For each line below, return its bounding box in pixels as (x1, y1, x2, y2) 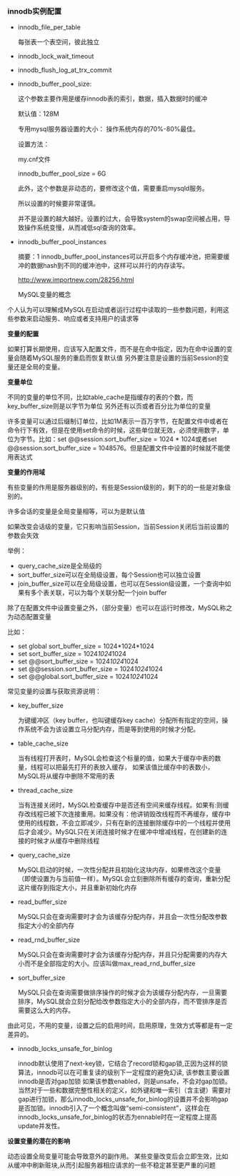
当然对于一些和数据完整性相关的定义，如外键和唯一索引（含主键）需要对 (17, 1086, 231, 1095)
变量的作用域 (7, 468, 45, 476)
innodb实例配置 (7, 6, 62, 16)
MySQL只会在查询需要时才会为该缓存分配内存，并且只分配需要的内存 (17, 950, 221, 959)
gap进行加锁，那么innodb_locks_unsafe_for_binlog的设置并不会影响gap (17, 1095, 229, 1104)
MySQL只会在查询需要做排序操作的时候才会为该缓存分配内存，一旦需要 (17, 988, 227, 997)
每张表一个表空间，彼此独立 (17, 38, 100, 46)
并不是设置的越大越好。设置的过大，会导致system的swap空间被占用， (17, 214, 224, 223)
